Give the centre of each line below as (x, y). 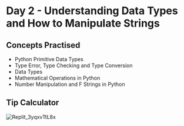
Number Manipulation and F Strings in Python (70, 84)
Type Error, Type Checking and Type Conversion (73, 65)
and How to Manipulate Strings (83, 23)
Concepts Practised (43, 45)
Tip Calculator (33, 103)
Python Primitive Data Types (49, 59)
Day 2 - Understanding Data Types (92, 11)
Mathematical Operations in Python (57, 78)
